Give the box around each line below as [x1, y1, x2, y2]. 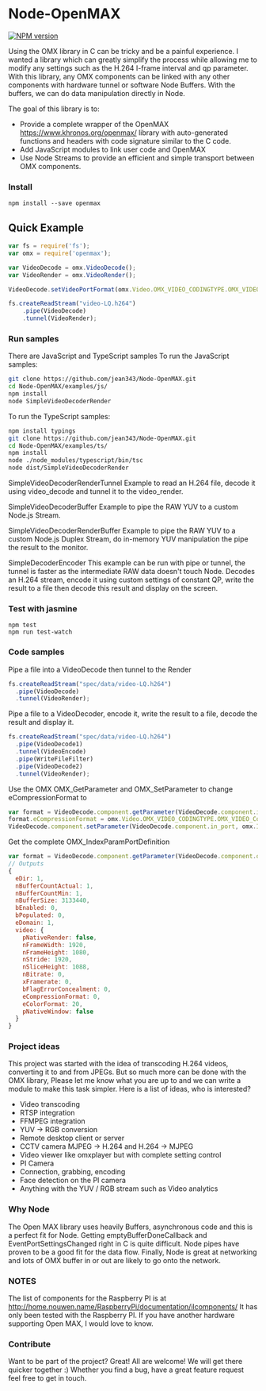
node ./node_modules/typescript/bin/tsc [8, 457, 144, 464]
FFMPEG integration [19, 1116, 85, 1126]
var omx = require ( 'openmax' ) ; [8, 249, 112, 257]
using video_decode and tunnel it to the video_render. [8, 487, 184, 496]
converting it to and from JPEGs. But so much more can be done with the [8, 1067, 247, 1077]
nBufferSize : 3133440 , [15, 896, 90, 905]
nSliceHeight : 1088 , [22, 963, 90, 971]
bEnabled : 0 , [15, 904, 59, 912]
